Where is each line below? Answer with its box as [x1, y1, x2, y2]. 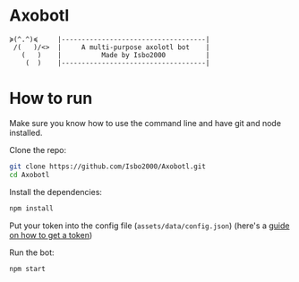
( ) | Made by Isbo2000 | [21, 50, 210, 59]
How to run [9, 89, 93, 108]
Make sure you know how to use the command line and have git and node [9, 117, 282, 128]
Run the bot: [9, 247, 56, 258]
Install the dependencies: [9, 186, 103, 197]
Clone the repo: [9, 144, 67, 155]
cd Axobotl [9, 170, 50, 179]
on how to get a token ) [9, 229, 93, 240]
